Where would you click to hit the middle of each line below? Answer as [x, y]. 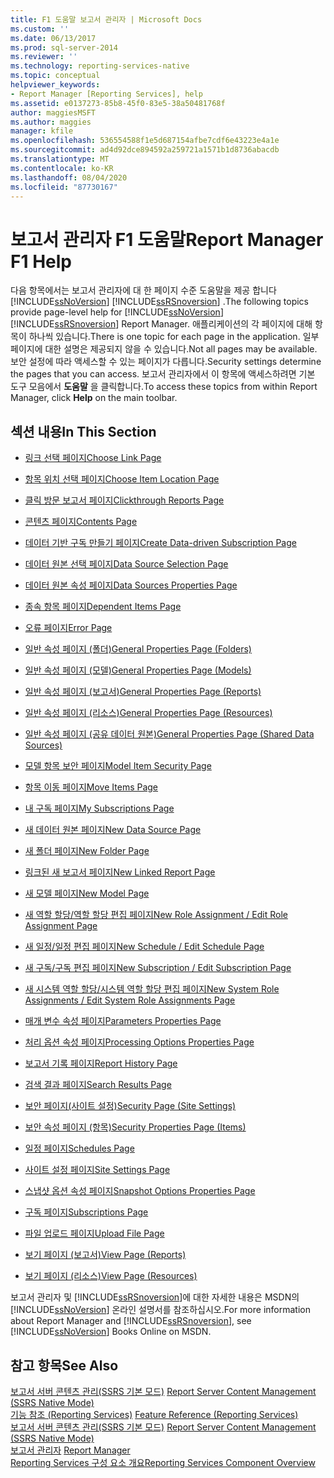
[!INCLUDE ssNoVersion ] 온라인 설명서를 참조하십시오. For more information [160, 1310]
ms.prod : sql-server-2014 [64, 47]
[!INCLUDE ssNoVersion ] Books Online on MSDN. [111, 1332]
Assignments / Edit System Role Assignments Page [130, 1000]
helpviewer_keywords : [55, 85]
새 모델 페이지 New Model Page [87, 893]
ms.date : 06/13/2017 [53, 38]
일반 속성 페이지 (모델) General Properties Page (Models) [138, 670]
